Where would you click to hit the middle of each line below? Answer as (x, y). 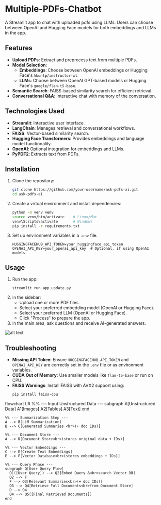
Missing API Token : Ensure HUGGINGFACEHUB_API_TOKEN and (70, 360)
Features (19, 48)
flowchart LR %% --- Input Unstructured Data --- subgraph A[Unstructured (80, 404)
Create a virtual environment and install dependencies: (67, 204)
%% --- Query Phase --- (29, 465)
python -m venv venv (33, 212)
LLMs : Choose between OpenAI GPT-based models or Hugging (83, 80)
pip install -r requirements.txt (46, 226)
